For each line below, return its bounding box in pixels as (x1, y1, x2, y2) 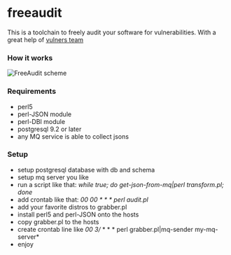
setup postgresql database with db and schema (17, 165, 155, 174)
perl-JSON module (17, 110, 72, 118)
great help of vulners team (7, 35, 84, 43)
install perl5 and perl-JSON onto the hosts (17, 210, 139, 219)
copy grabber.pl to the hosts (17, 217, 99, 226)
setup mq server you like (17, 173, 90, 181)
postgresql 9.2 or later (17, 125, 82, 133)
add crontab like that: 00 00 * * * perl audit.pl (17, 195, 148, 204)
